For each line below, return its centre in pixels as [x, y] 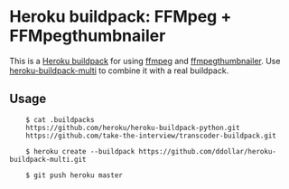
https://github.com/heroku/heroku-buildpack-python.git [133, 128]
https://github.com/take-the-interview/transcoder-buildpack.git [151, 136]
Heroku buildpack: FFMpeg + [121, 17]
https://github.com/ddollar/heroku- [208, 151]
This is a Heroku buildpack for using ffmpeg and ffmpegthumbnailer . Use [145, 61]
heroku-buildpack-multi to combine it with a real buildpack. [119, 71]
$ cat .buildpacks [60, 119]
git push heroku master [78, 175]
